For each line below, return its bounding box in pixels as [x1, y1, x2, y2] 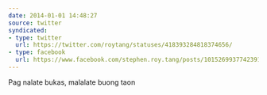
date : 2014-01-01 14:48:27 [8, 11, 98, 20]
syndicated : [8, 26, 48, 34]
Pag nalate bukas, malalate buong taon [8, 77, 136, 87]
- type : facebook [8, 48, 66, 56]
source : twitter [8, 19, 62, 27]
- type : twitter [8, 33, 62, 42]
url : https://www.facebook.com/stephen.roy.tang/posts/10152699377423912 [15, 56, 265, 64]
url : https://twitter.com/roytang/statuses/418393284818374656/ [15, 41, 233, 49]
